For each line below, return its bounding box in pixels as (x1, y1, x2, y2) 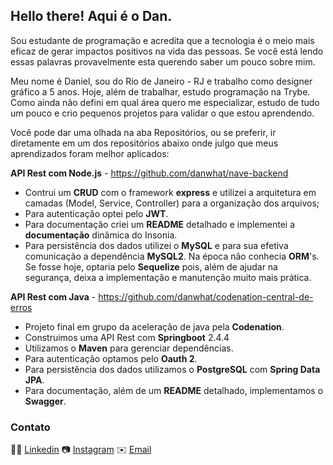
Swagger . (24, 395, 67, 407)
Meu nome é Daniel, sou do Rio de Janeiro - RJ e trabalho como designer (10, 75, 313, 87)
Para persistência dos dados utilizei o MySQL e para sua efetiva (24, 239, 289, 251)
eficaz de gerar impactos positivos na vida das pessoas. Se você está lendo (10, 45, 324, 57)
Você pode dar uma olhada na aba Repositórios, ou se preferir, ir (10, 126, 277, 138)
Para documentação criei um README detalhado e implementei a (24, 218, 296, 230)
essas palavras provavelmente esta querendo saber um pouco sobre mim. (10, 55, 316, 68)
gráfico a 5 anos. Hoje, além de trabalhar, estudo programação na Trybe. (10, 85, 311, 98)
